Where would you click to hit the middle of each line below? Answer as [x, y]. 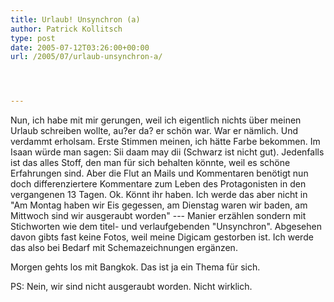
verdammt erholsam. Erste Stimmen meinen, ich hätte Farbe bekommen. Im [165, 142]
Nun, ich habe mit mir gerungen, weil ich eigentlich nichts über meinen [156, 120]
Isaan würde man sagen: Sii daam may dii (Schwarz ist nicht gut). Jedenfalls [167, 152]
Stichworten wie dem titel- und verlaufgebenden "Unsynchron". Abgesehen [166, 227]
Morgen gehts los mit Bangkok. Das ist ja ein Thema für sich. [135, 267]
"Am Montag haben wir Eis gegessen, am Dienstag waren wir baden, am [159, 205]
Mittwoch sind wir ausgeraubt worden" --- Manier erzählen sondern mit [158, 216]
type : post [33, 38]
